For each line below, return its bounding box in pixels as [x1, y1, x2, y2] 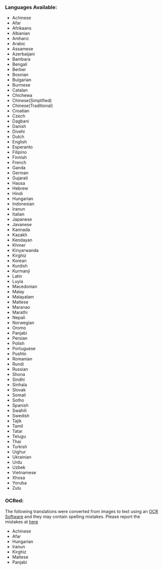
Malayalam [12, 294, 34, 300]
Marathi [12, 309, 28, 315]
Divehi [12, 128, 25, 135]
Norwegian [12, 320, 35, 326]
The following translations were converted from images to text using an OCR [5, 508, 158, 514]
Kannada [12, 227, 30, 232]
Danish [12, 124, 27, 129]
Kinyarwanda [12, 248, 39, 253]
